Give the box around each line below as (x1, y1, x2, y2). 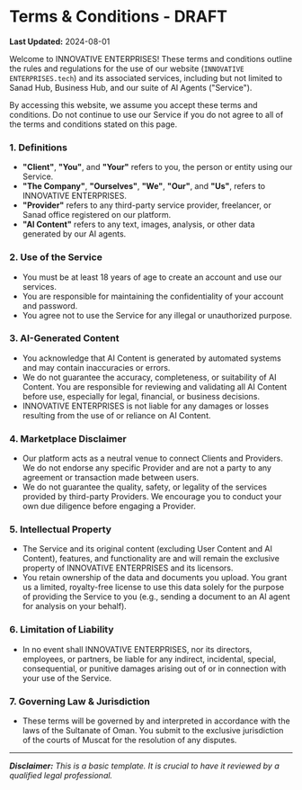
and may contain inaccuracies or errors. (22, 362, 171, 373)
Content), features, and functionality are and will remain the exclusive (22, 553, 280, 564)
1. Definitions (9, 141, 67, 154)
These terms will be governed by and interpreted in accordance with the (22, 715, 290, 726)
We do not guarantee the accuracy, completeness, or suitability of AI (22, 372, 277, 382)
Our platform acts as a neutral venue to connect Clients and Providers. (22, 453, 283, 464)
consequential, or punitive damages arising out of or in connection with (22, 663, 287, 674)
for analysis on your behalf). (22, 601, 128, 612)
